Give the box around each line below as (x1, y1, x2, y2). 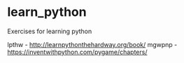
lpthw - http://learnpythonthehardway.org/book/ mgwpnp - (7, 40, 178, 48)
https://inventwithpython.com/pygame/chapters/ (7, 48, 148, 56)
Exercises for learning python (7, 27, 92, 35)
